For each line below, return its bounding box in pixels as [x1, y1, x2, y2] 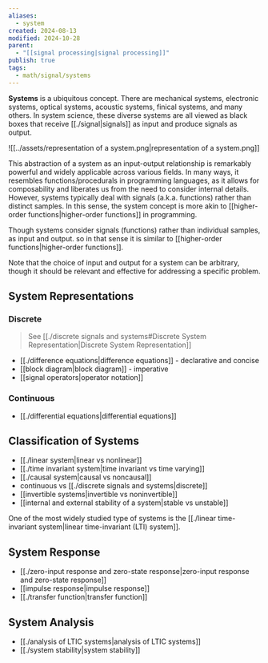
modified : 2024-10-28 [8, 34, 81, 42]
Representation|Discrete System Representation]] [27, 340, 192, 350]
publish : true [8, 57, 56, 65]
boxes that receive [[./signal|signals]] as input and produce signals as [8, 119, 238, 128]
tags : [8, 64, 26, 72]
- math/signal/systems [15, 71, 91, 79]
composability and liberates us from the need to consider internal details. [8, 184, 250, 193]
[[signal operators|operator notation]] [19, 373, 144, 382]
